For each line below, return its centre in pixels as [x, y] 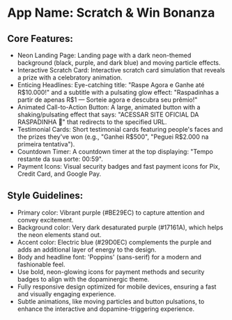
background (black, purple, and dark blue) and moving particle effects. [119, 63]
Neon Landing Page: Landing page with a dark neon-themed [104, 55]
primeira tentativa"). [46, 144]
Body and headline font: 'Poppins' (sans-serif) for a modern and [109, 257]
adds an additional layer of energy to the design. [87, 250]
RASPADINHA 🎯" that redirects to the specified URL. [92, 122]
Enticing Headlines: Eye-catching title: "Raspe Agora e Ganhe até [111, 85]
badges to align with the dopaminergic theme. [83, 279]
